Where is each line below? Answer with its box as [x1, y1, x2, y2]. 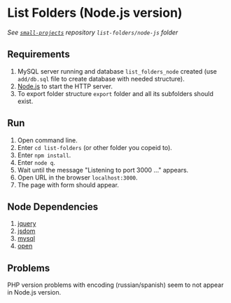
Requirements [7, 48, 70, 60]
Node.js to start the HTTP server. [17, 82, 113, 90]
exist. [17, 97, 34, 105]
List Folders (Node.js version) [7, 5, 183, 21]
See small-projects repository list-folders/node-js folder [7, 28, 178, 36]
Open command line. [17, 135, 78, 144]
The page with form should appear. [17, 180, 119, 189]
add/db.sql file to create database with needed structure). [17, 74, 185, 83]
